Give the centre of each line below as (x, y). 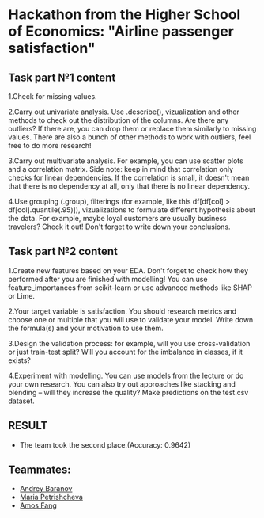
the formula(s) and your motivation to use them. (86, 328)
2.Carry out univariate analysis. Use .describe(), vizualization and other (124, 112)
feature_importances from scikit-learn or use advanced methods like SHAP (130, 288)
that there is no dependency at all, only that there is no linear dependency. (129, 186)
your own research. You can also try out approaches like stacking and (122, 384)
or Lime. (22, 295)
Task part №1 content (62, 77)
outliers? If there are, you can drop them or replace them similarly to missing (132, 129)
